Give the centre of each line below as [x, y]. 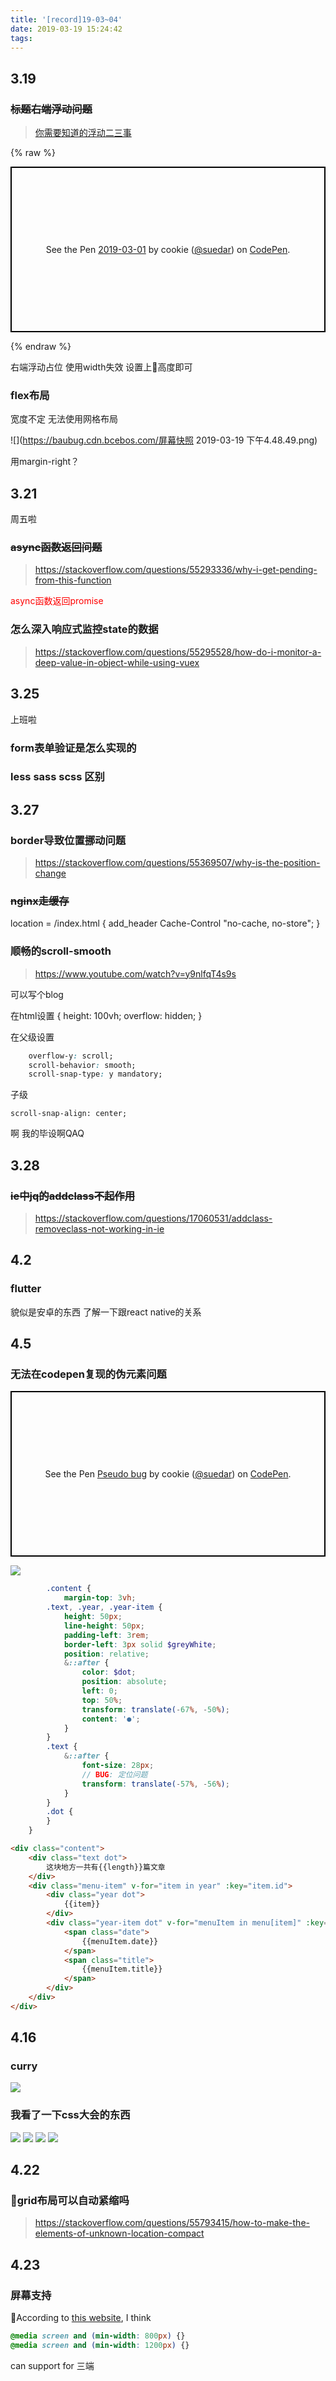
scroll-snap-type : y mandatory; [95, 1074]
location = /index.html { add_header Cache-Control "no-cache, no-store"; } [165, 923]
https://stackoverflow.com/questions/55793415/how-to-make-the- [172, 2223]
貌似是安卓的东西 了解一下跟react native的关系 [106, 1312]
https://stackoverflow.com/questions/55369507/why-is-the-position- [177, 863]
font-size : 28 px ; [118, 1766]
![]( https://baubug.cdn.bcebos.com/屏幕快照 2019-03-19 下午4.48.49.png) [164, 440]
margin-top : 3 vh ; [100, 1598]
